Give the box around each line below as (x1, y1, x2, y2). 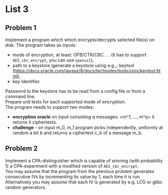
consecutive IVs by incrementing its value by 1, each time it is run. (5, 173, 141, 179)
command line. (5, 94, 36, 99)
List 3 (5, 4, 29, 15)
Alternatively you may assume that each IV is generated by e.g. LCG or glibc (5, 179, 163, 185)
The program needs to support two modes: (5, 104, 94, 110)
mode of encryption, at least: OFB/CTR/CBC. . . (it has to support (12, 52, 147, 58)
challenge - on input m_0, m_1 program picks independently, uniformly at (12, 124, 163, 130)
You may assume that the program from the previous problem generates (5, 168, 154, 174)
